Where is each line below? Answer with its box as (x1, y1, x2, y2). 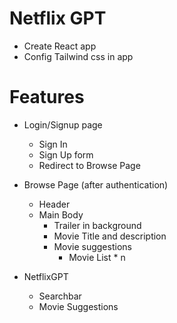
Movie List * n (68, 251, 126, 263)
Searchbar (38, 290, 82, 302)
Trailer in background (53, 219, 142, 231)
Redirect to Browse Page (38, 159, 141, 171)
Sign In (38, 138, 68, 150)
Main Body (38, 208, 84, 221)
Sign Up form (38, 148, 94, 161)
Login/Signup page (23, 118, 103, 131)
